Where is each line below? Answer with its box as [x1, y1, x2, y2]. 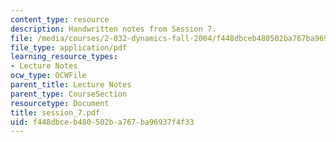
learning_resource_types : [10, 52, 118, 62]
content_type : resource [10, 14, 110, 25]
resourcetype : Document [10, 98, 110, 108]
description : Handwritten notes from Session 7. [10, 24, 217, 34]
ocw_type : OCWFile [10, 71, 87, 81]
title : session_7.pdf [10, 107, 101, 118]
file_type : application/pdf [10, 42, 128, 53]
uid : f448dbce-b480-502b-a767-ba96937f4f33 [10, 117, 195, 127]
